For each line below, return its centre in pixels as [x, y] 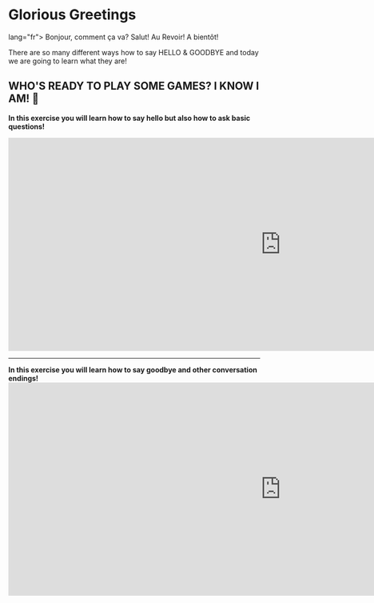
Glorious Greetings [72, 15]
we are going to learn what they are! [68, 61]
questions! [27, 127]
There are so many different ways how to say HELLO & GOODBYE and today [134, 52]
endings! [23, 378]
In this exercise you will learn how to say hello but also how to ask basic [129, 118]
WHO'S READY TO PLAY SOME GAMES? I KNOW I [134, 86]
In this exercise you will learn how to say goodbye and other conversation [133, 369]
